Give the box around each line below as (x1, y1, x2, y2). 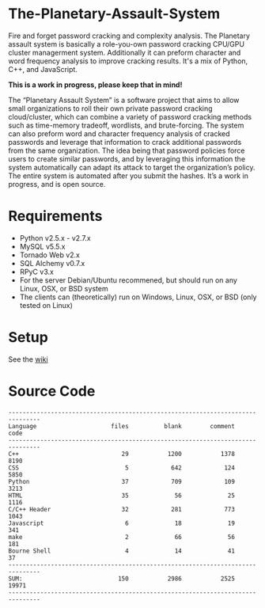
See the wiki (8, 354, 49, 364)
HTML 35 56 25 (8, 492, 236, 500)
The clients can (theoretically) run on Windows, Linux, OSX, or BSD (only (19, 292, 257, 302)
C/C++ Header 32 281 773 (8, 505, 236, 513)
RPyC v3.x (19, 267, 54, 276)
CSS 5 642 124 (8, 464, 236, 472)
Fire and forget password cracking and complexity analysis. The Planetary (8, 31, 251, 40)
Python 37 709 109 (8, 477, 236, 485)
